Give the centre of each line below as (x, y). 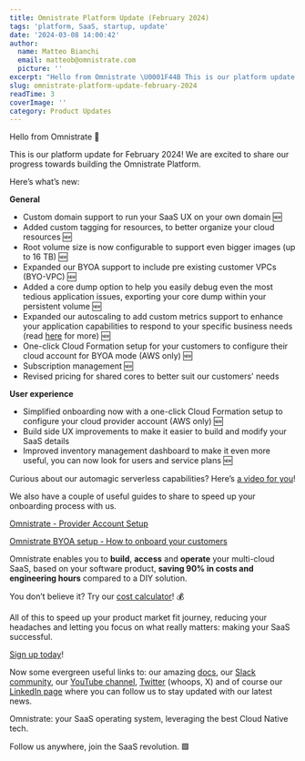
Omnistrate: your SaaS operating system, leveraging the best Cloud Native (149, 719)
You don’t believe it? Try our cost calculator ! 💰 (97, 596)
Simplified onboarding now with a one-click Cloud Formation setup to (153, 411)
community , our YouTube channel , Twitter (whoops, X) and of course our (146, 682)
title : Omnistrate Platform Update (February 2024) (109, 18)
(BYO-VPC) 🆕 (49, 277)
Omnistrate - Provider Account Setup (79, 523)
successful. (31, 637)
